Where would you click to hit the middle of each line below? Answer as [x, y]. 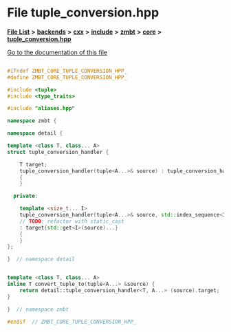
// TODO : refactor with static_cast [72, 221]
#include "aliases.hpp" [41, 109]
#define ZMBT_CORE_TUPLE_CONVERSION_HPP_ [67, 77]
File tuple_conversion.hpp [83, 13]
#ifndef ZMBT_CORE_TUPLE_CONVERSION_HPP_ [67, 71]
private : [26, 196]
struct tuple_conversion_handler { [58, 152]
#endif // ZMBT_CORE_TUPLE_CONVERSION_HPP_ [72, 322]
